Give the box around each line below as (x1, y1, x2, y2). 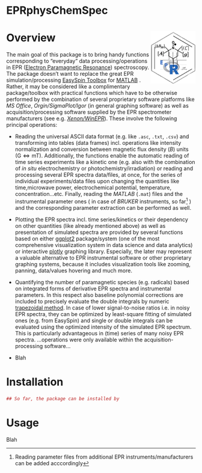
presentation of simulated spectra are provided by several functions (14, 228, 183, 236)
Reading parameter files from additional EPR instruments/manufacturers (14, 453, 194, 460)
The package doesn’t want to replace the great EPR (6, 70, 134, 78)
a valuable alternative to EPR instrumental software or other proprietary (14, 254, 192, 261)
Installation (6, 375, 64, 388)
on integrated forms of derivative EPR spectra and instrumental (14, 285, 171, 292)
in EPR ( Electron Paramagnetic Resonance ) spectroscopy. (6, 64, 149, 71)
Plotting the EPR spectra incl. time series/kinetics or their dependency (14, 216, 188, 223)
